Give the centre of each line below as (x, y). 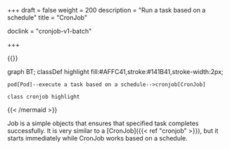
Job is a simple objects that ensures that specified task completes (103, 123)
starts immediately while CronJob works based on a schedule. (97, 138)
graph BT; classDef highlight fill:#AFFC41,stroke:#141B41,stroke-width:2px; (115, 72)
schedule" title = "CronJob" (47, 17)
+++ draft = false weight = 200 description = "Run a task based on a (107, 10)
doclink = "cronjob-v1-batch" (50, 31)
